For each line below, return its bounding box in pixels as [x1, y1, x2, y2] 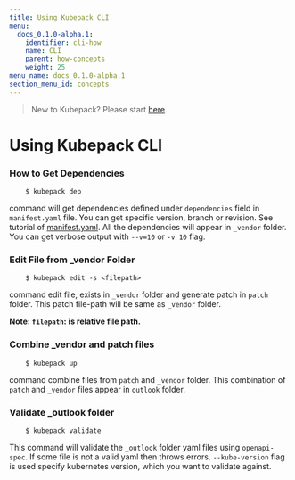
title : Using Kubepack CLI [9, 12, 110, 22]
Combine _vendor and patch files [9, 338, 155, 351]
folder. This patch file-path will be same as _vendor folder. [9, 299, 221, 310]
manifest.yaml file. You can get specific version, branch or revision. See [9, 212, 274, 223]
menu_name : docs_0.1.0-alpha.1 [9, 71, 126, 80]
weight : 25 [25, 63, 66, 72]
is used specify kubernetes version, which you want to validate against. [9, 461, 272, 471]
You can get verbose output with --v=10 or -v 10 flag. [9, 231, 206, 242]
